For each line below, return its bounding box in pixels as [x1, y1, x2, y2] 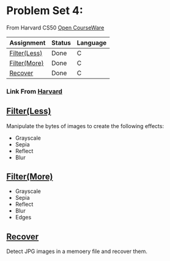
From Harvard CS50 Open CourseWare [6, 24, 105, 31]
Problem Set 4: [6, 4, 84, 18]
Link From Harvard [6, 87, 62, 96]
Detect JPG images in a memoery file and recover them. [6, 248, 148, 255]
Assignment [9, 38, 46, 47]
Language [76, 38, 107, 47]
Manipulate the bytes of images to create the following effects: [6, 122, 164, 129]
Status [51, 38, 72, 47]
